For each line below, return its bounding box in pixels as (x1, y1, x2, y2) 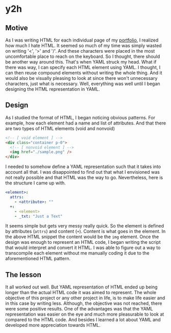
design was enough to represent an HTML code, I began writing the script (5, 239, 161, 245)
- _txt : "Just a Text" (14, 214, 63, 219)
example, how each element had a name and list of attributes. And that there (5, 120, 166, 126)
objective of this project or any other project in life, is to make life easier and (5, 295, 165, 301)
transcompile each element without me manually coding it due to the (5, 250, 150, 256)
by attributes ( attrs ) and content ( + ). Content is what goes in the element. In (5, 228, 166, 235)
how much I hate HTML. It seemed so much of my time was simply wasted (5, 43, 162, 49)
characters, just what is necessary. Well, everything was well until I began (5, 80, 160, 87)
